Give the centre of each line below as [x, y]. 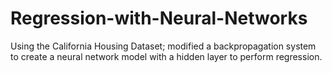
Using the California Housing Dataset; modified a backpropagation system [163, 46]
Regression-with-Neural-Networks [159, 18]
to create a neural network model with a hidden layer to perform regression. [166, 56]
